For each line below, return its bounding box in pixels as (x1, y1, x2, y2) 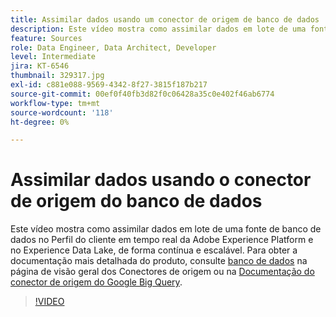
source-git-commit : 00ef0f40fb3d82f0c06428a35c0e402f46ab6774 (10, 89, 275, 99)
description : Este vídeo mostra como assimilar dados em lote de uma (10, 24, 307, 34)
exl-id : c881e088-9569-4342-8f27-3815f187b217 (10, 80, 208, 90)
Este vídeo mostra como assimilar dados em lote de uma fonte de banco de (10, 223, 322, 235)
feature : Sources (10, 33, 83, 43)
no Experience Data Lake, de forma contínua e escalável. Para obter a (10, 244, 298, 256)
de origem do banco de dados (10, 190, 263, 213)
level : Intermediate (10, 52, 97, 62)
